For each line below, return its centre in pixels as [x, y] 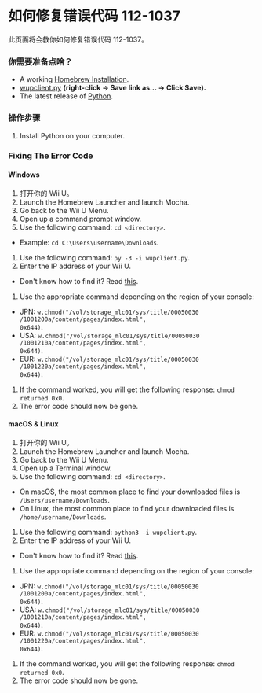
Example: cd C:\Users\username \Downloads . [89, 242]
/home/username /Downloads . [63, 517]
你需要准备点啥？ [40, 61]
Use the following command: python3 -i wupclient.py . [108, 532]
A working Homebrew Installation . [74, 79]
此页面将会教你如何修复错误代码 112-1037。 [78, 39]
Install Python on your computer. [72, 135]
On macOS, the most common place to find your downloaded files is [130, 492]
